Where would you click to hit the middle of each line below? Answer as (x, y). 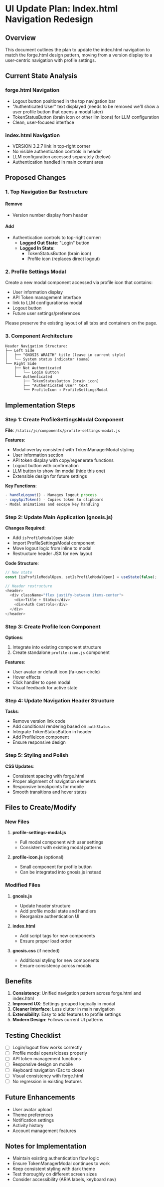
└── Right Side (21, 364)
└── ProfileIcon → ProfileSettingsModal (66, 390)
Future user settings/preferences (46, 313)
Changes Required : (25, 528)
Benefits (19, 981)
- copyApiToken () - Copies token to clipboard (54, 500)
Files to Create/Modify (41, 807)
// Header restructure (29, 586)
